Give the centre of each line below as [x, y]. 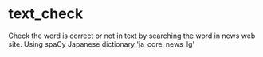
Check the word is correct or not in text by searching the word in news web [132, 36]
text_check [46, 14]
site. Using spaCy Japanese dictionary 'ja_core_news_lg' [102, 44]
